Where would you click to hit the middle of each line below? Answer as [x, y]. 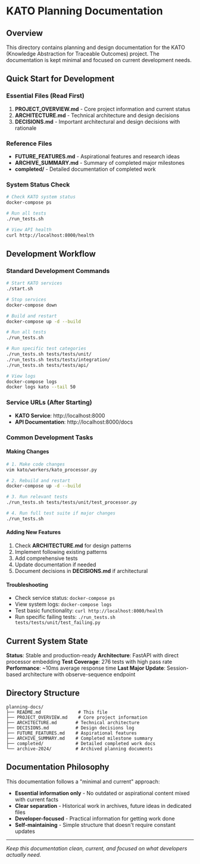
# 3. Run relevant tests [37, 497]
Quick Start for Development [60, 79]
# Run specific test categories [46, 349]
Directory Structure [43, 693]
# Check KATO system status [41, 197]
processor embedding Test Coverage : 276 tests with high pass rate [89, 661]
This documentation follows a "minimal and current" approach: [83, 782]
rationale [26, 128]
